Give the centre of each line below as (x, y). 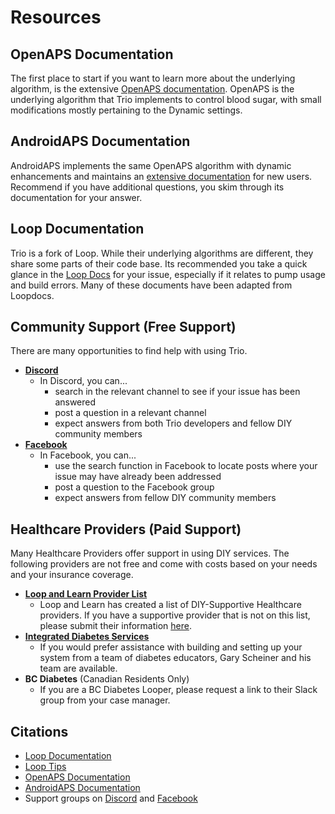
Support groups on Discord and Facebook (111, 798)
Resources (56, 17)
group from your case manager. (105, 700)
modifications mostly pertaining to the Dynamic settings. (126, 110)
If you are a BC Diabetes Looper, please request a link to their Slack (178, 690)
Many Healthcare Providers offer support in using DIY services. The (150, 553)
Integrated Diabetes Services (87, 637)
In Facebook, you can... (88, 455)
